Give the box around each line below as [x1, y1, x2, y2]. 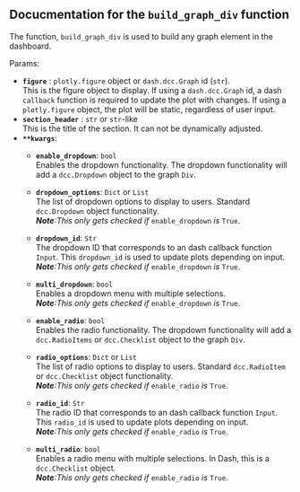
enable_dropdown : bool [35, 150, 117, 161]
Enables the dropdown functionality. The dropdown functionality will [35, 159, 288, 170]
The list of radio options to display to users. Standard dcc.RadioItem [35, 361, 287, 372]
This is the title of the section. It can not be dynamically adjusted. [21, 123, 263, 134]
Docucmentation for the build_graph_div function [9, 7, 289, 22]
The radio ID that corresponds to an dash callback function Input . [35, 407, 279, 417]
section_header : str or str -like [21, 113, 139, 124]
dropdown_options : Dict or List [35, 186, 150, 197]
